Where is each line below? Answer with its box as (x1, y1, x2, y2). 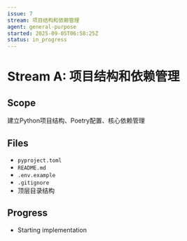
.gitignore (17, 179, 50, 186)
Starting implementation (17, 226, 88, 234)
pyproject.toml (17, 157, 62, 164)
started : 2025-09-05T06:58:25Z (7, 29, 99, 37)
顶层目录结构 (17, 186, 55, 195)
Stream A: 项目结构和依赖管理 (7, 69, 180, 85)
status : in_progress (7, 36, 68, 43)
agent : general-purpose (7, 23, 77, 30)
